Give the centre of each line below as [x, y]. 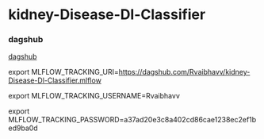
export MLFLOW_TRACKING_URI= [63, 72]
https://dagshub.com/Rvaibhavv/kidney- [184, 72]
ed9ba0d [23, 128]
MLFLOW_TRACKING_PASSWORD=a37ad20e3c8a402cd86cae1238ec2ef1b [132, 120]
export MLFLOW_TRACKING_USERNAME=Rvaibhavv [94, 96]
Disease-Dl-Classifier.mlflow [55, 80]
